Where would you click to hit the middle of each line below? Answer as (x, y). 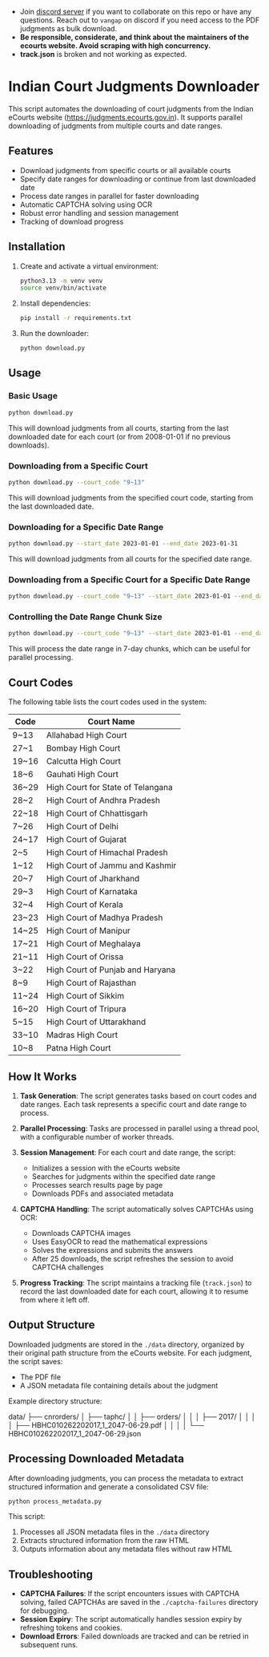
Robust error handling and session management (99, 213)
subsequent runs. (49, 1645)
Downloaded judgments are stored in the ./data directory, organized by (126, 1344)
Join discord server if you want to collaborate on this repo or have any (136, 12)
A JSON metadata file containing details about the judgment (119, 1385)
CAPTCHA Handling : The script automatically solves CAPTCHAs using (137, 1209)
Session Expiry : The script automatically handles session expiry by (131, 1619)
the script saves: (36, 1361)
